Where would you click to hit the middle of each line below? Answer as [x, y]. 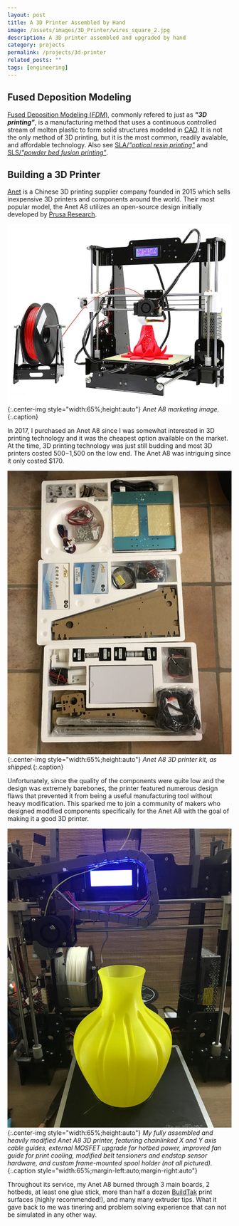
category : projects [36, 45]
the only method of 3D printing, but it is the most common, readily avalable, [118, 137]
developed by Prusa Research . [52, 214]
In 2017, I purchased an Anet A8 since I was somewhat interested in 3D [111, 431]
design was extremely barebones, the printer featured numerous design [113, 788]
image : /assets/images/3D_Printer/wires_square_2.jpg [89, 30]
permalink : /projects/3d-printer [57, 53]
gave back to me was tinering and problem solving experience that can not [117, 1207]
